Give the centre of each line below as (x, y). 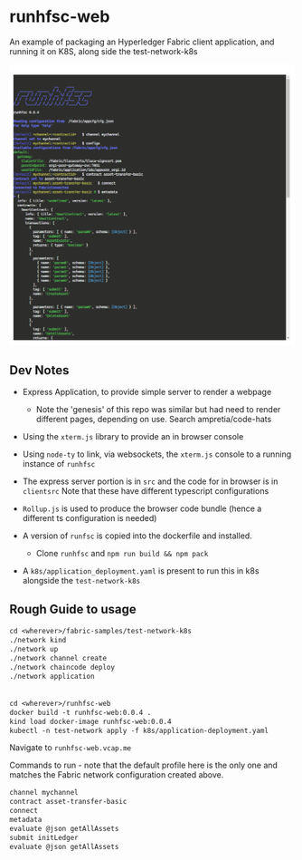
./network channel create (58, 659)
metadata (26, 820)
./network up (34, 650)
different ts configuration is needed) (90, 518)
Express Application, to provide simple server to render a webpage (147, 392)
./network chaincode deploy (62, 668)
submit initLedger (44, 838)
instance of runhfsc (59, 464)
